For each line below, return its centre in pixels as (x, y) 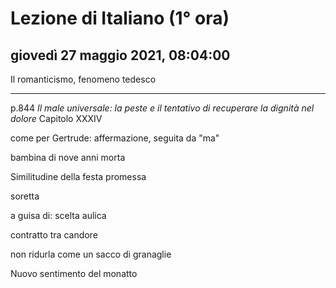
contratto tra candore (54, 235)
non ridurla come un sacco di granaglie (91, 254)
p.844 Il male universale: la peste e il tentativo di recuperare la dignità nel (162, 108)
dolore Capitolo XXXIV (56, 118)
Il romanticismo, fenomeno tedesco (83, 79)
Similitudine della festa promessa (78, 176)
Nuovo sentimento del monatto (74, 273)
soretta (25, 196)
